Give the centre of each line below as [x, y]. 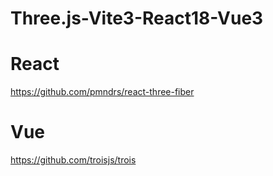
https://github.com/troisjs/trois [73, 160]
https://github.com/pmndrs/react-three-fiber [102, 92]
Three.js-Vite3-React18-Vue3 [137, 18]
